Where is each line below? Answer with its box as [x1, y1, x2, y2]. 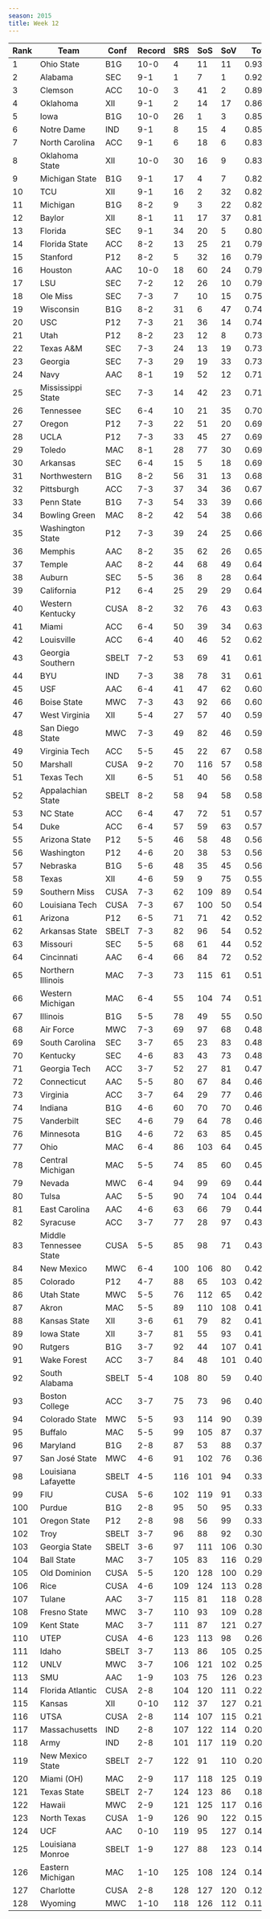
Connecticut [39, 1076, 87, 1087]
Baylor [39, 212, 64, 223]
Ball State [39, 1554, 76, 1565]
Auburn [39, 571, 68, 583]
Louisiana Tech [39, 899, 97, 910]
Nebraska [39, 860, 77, 871]
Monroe [39, 1848, 70, 1860]
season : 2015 [8, 11, 52, 20]
